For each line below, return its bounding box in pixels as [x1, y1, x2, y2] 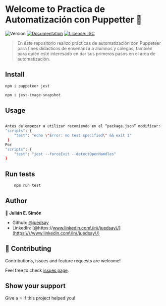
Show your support [5, 282, 66, 290]
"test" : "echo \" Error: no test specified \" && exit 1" [14, 133, 132, 138]
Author [5, 197, 27, 205]
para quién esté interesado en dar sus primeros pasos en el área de [17, 51, 156, 57]
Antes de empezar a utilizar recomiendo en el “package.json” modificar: [5, 124, 161, 129]
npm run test [14, 183, 41, 188]
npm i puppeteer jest [5, 83, 50, 88]
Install [5, 71, 25, 79]
